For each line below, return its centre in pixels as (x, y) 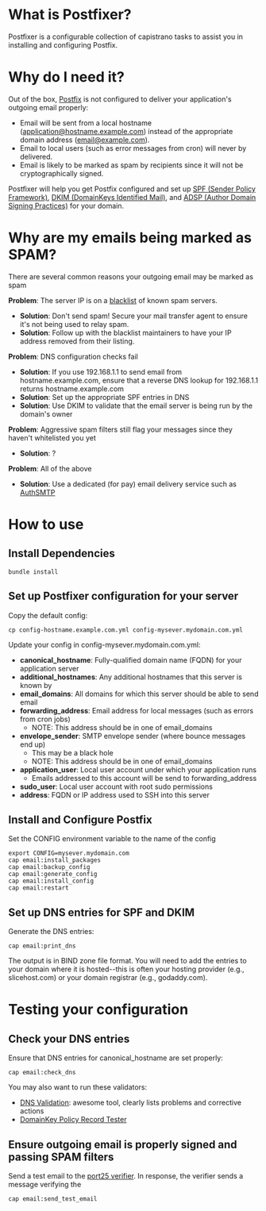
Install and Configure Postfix (80, 820)
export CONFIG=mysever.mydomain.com (69, 853)
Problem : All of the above (50, 468)
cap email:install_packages (55, 860)
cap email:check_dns (42, 1073)
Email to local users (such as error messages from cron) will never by (133, 148)
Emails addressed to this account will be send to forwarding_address (144, 778)
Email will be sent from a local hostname (86, 123)
